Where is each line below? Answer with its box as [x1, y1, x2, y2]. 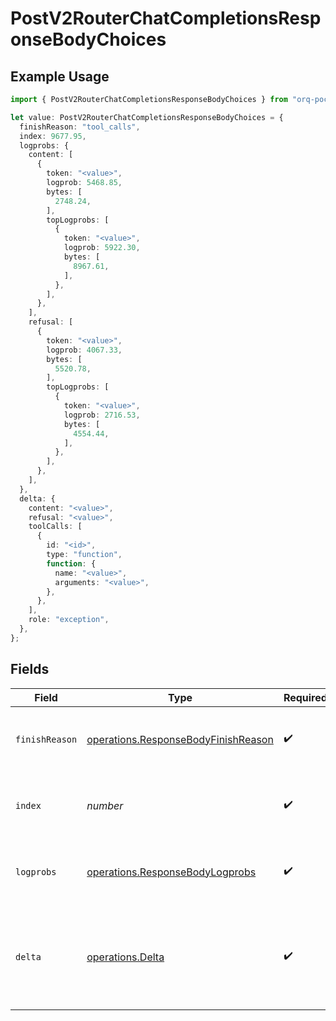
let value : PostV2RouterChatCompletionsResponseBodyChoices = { [10, 112, 284, 122]
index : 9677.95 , [19, 131, 87, 141]
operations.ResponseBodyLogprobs [86, 865, 257, 879]
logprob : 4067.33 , [46, 345, 123, 355]
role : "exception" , [28, 615, 110, 625]
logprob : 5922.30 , [63, 243, 141, 253]
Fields [10, 661, 50, 678]
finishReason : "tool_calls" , [19, 122, 141, 132]
